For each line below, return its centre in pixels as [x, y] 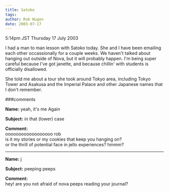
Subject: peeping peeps [30, 169]
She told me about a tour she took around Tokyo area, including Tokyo [78, 79]
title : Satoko [20, 10]
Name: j [13, 159]
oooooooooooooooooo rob [33, 134]
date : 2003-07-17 [23, 24]
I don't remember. [24, 90]
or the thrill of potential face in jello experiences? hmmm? [65, 145]
